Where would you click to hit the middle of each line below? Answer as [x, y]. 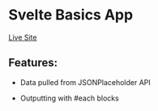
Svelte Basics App [71, 15]
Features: [33, 63]
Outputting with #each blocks [69, 98]
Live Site [23, 37]
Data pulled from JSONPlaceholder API [85, 82]
